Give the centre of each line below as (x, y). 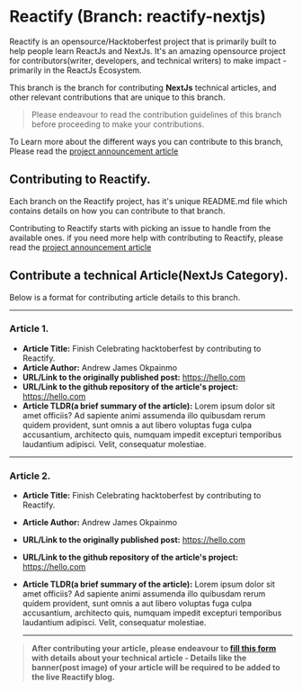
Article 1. (29, 328)
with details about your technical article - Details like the (139, 658)
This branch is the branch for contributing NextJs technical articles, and (143, 87)
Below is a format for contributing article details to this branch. (125, 297)
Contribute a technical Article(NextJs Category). (149, 276)
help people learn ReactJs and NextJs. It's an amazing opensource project (147, 50)
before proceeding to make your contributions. (118, 124)
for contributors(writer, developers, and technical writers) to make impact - (148, 60)
